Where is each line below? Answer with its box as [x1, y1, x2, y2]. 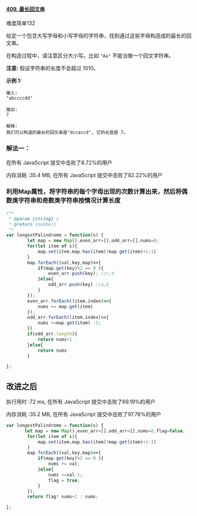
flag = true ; [48, 477, 81, 484]
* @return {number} [8, 221, 57, 227]
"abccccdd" [6, 95, 33, 102]
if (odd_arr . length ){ [27, 331, 78, 337]
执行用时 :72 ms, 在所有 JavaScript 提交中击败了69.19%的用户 [6, 399, 156, 406]
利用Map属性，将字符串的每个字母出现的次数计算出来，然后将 [6, 188, 182, 196]
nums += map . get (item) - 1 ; [37, 320, 101, 326]
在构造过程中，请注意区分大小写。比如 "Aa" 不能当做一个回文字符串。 [6, 52, 175, 59]
